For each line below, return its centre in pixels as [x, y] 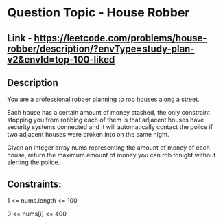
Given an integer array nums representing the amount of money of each [109, 148]
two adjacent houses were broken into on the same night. [88, 135]
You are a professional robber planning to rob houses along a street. [104, 99]
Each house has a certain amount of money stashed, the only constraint [109, 113]
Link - [20, 38]
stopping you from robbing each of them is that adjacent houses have [106, 120]
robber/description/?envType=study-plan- [101, 48]
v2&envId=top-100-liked [61, 59]
